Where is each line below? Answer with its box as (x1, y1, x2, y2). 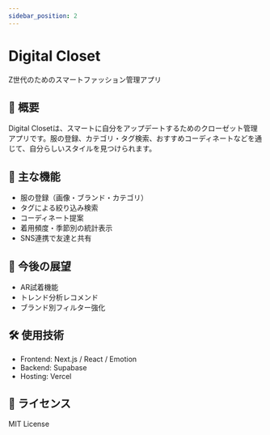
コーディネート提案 (19, 213, 84, 223)
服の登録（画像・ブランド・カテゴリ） (19, 193, 148, 203)
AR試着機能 (19, 283, 59, 292)
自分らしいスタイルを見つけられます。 (29, 143, 156, 154)
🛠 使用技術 (8, 329, 65, 343)
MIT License (8, 419, 50, 429)
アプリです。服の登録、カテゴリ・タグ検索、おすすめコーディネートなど (8, 134, 248, 143)
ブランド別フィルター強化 (19, 303, 106, 312)
